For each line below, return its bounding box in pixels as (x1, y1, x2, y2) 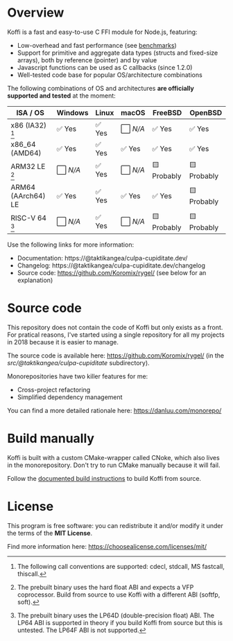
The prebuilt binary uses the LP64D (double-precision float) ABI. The (17, 611, 215, 620)
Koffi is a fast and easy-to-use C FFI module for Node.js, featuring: (7, 28, 198, 36)
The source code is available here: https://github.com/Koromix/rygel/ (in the (7, 351, 224, 360)
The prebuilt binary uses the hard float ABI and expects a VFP (17, 583, 194, 591)
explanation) (17, 276, 53, 284)
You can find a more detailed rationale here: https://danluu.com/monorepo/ (7, 406, 222, 414)
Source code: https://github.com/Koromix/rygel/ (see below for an (17, 268, 207, 276)
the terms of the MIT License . (7, 529, 92, 537)
